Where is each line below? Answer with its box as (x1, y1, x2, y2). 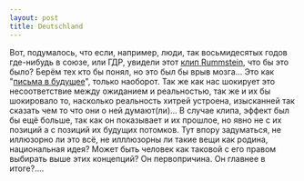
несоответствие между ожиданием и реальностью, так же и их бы (9, 85, 271, 96)
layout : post (9, 13, 59, 23)
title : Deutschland (9, 22, 84, 31)
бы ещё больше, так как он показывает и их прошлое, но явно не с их (9, 115, 282, 126)
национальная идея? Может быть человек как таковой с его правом (9, 143, 277, 155)
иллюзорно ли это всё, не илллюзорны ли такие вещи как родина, (9, 134, 269, 145)
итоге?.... (9, 163, 45, 174)
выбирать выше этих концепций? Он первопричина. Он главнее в (9, 153, 266, 164)
